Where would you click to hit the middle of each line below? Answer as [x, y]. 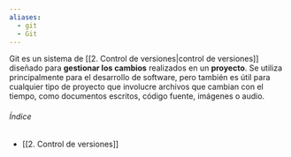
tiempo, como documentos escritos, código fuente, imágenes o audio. [137, 96]
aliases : [25, 17]
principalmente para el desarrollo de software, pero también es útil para [140, 78]
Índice [21, 116]
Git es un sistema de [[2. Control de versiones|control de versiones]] [134, 59]
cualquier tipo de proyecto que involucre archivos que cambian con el [136, 87]
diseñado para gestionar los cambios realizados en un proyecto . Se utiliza [146, 68]
